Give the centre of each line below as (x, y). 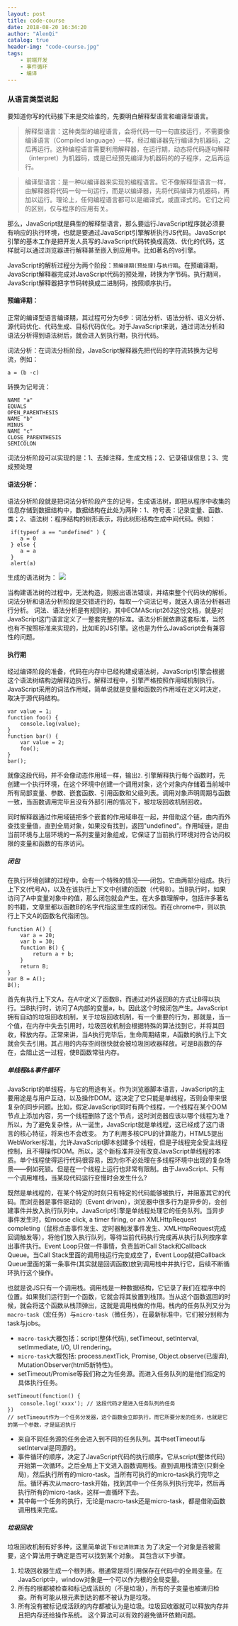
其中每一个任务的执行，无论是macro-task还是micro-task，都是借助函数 (121, 1501)
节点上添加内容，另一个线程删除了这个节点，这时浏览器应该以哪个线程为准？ (119, 1116)
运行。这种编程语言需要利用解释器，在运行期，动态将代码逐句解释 (134, 149)
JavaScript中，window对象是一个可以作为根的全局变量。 (101, 1580)
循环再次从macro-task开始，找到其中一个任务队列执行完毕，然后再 (127, 1483)
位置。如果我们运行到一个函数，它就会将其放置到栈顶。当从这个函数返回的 (116, 1297)
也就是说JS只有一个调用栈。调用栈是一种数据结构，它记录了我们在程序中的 (117, 1288)
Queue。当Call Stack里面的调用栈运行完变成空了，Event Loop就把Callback (117, 1255)
